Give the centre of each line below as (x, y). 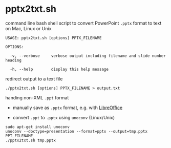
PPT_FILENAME (19, 136)
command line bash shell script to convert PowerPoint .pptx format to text (83, 23)
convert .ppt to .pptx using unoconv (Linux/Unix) (64, 117)
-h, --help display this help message (59, 69)
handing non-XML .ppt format (37, 97)
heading (14, 60)
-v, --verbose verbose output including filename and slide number (88, 56)
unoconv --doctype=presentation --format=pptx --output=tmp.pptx (76, 131)
